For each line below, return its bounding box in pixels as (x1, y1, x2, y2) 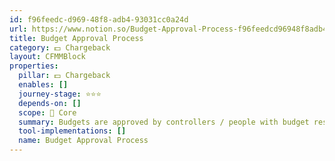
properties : (9, 61, 59, 71)
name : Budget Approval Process (18, 136, 149, 146)
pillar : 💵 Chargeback (18, 71, 111, 81)
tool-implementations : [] (18, 126, 127, 136)
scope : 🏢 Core (18, 107, 77, 118)
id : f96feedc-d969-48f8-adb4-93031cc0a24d (9, 14, 189, 25)
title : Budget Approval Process (9, 33, 144, 43)
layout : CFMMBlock (9, 52, 86, 62)
